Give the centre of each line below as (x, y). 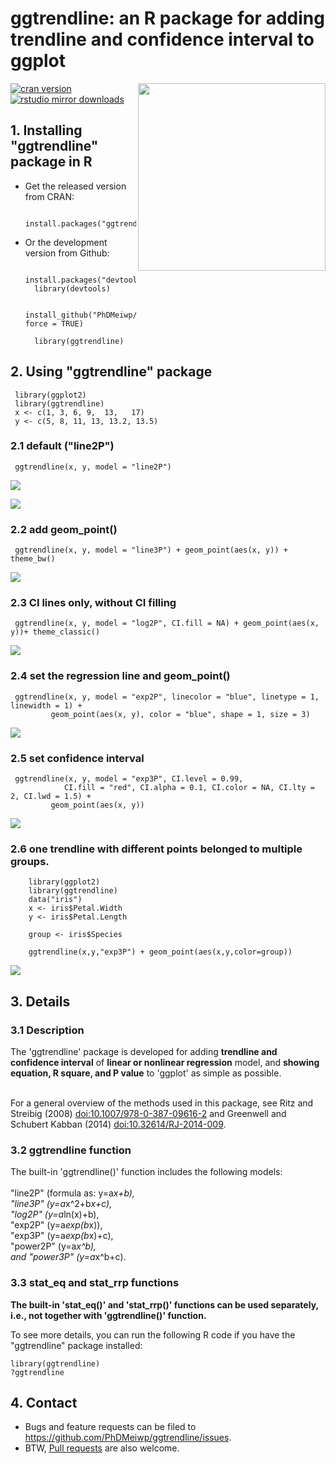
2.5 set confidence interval (77, 758)
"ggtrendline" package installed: (76, 1345)
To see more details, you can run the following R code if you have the (153, 1334)
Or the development (66, 242)
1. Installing (46, 130)
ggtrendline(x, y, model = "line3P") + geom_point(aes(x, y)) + (151, 550)
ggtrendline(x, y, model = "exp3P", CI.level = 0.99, (129, 779)
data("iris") (55, 900)
